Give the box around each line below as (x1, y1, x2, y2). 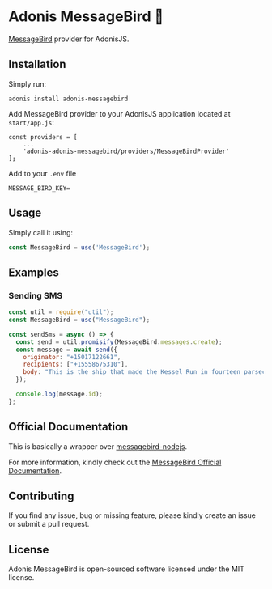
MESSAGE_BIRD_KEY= (8, 184, 70, 193)
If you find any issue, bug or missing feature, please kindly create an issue (8, 511, 257, 520)
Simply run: (8, 78, 47, 88)
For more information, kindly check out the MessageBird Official (8, 457, 222, 467)
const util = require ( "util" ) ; (8, 308, 114, 316)
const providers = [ (8, 133, 79, 141)
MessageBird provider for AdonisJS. (8, 34, 130, 44)
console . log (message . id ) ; (15, 390, 104, 398)
